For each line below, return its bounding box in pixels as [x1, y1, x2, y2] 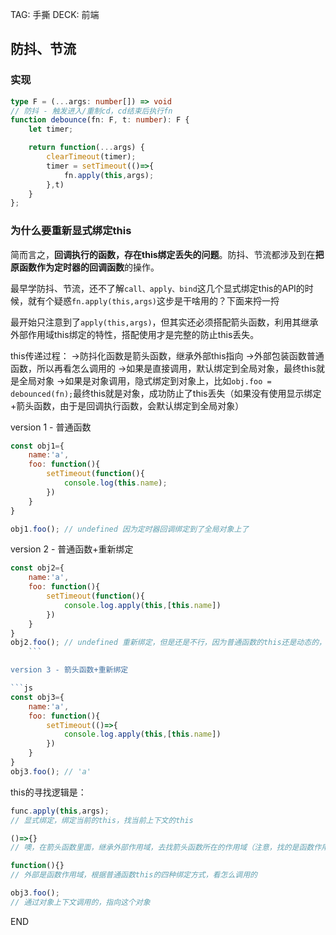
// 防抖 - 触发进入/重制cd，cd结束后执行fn [10, 106, 173, 116]
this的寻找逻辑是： [10, 786, 87, 798]
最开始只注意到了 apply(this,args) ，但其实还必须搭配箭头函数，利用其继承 [10, 316, 319, 328]
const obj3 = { [10, 692, 65, 702]
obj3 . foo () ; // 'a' [10, 766, 92, 777]
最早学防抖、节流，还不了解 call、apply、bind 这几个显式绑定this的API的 [10, 282, 305, 294]
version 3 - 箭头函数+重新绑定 [10, 665, 129, 675]
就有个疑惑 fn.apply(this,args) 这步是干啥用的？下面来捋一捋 [27, 294, 280, 307]
